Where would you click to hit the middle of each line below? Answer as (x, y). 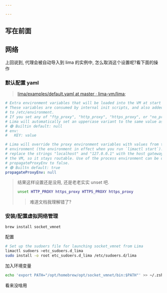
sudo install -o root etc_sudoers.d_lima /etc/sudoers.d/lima (71, 256)
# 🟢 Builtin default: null (34, 126)
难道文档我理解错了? (50, 202)
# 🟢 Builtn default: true (33, 167)
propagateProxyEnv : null (31, 172)
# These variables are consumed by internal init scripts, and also (78, 108)
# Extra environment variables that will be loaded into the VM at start (83, 103)
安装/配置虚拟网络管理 (32, 216)
